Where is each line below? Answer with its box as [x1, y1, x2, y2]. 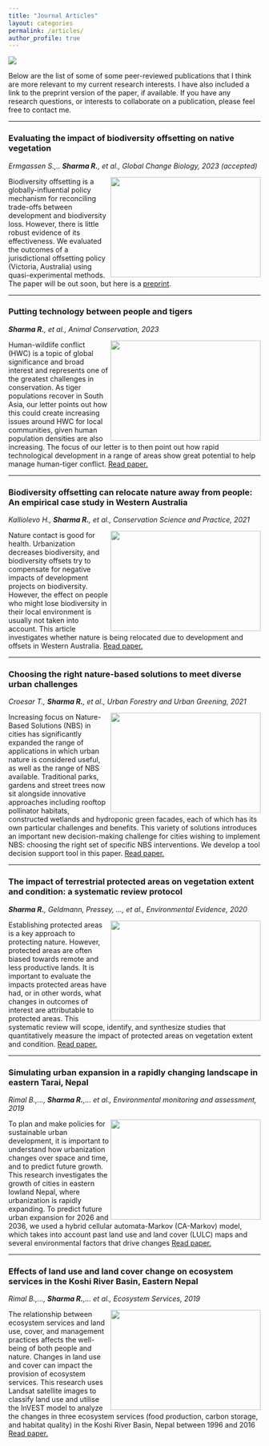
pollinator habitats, [8, 806, 70, 816]
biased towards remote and [8, 954, 98, 963]
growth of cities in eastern [8, 1179, 94, 1189]
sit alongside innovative [8, 789, 86, 798]
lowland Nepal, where [8, 1187, 80, 1197]
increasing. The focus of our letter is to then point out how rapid [8, 442, 219, 451]
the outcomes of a [8, 244, 69, 254]
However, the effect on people [8, 590, 108, 600]
